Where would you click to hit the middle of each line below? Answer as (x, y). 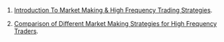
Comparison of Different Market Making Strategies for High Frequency (115, 23)
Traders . (26, 31)
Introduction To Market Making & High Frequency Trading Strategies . (113, 10)
